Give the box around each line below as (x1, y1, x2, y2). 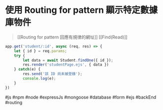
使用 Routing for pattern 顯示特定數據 (5, 4, 158, 16)
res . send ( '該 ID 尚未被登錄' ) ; (23, 72, 83, 76)
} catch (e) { (14, 67, 41, 72)
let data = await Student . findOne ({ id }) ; (23, 58, 113, 63)
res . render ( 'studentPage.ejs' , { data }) (23, 62, 109, 67)
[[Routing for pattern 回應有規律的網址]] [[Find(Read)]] (17, 34, 128, 40)
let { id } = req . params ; (14, 48, 67, 53)
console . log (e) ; (23, 76, 56, 81)
